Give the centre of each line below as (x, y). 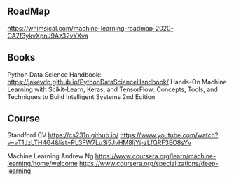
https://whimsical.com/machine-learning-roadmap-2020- (90, 28)
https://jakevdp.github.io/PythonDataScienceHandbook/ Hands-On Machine (117, 82)
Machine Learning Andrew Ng (50, 156)
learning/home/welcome (43, 164)
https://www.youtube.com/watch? (169, 135)
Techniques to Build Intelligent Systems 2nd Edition (81, 96)
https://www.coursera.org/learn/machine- (156, 156)
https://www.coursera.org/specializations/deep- (149, 164)
